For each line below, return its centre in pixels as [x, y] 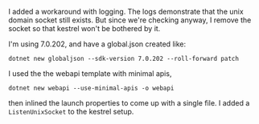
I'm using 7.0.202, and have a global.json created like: [97, 44]
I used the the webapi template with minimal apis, [90, 74]
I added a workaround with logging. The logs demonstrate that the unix [126, 12]
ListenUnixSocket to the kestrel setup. [71, 112]
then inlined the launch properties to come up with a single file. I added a [129, 103]
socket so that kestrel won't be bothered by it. [84, 28]
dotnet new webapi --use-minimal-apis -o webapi [91, 88]
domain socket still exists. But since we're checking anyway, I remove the [130, 20]
